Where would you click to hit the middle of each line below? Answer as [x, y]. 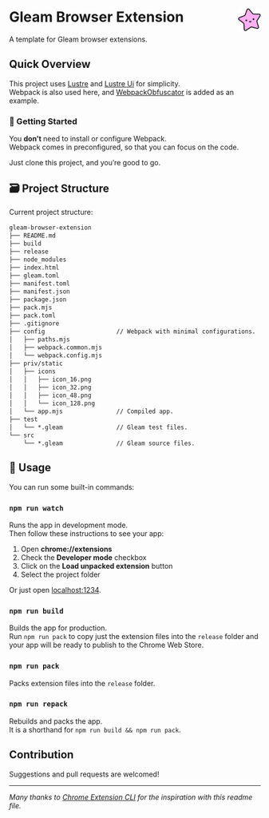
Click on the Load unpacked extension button [97, 566]
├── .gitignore [34, 324]
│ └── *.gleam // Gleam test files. [99, 427]
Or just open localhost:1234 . [55, 590]
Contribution [42, 755]
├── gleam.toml [34, 276]
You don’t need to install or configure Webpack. [88, 139]
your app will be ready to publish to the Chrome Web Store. [107, 645]
